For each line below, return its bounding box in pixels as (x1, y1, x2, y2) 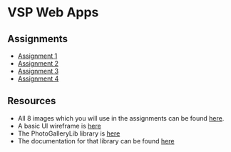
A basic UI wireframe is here (17, 121, 101, 130)
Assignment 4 (17, 74, 59, 83)
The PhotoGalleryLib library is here (17, 129, 120, 138)
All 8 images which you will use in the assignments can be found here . (17, 113, 225, 122)
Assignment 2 (17, 59, 59, 68)
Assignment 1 (17, 51, 58, 60)
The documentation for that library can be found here (17, 136, 175, 145)
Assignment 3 (17, 67, 59, 75)
